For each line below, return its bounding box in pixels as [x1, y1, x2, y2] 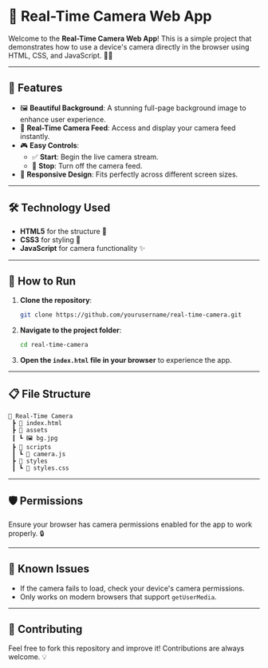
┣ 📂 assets [11, 426, 48, 434]
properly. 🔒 [8, 528, 45, 538]
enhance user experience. [19, 114, 106, 124]
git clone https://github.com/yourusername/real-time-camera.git [19, 311, 242, 319]
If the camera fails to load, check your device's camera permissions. [19, 583, 245, 593]
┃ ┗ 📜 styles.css [11, 463, 69, 472]
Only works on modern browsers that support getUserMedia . [19, 591, 217, 602]
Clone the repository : [19, 296, 93, 305]
